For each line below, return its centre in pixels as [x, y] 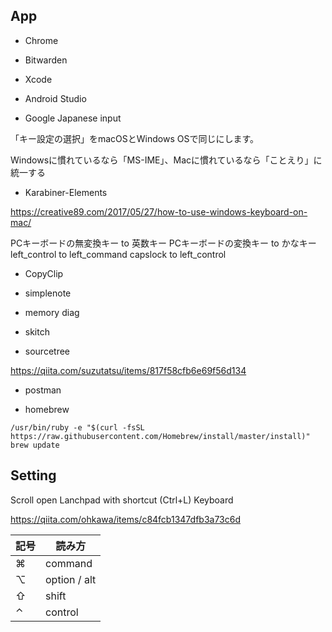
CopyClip [44, 273]
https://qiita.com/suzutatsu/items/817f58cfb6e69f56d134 [128, 370]
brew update [35, 445]
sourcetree [47, 351]
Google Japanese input [73, 118]
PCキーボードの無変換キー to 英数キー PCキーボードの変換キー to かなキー [163, 243]
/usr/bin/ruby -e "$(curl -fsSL [77, 427]
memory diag [52, 312]
